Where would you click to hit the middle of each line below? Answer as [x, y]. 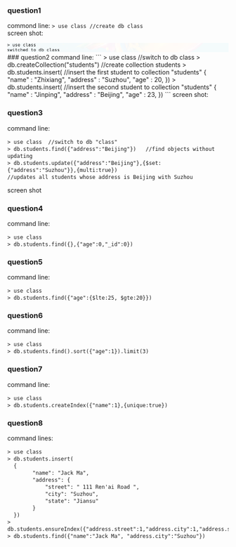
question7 [25, 369]
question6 [25, 316]
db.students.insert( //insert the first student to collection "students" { [107, 72]
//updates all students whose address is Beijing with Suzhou [100, 177]
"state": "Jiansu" [72, 501]
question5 [25, 262]
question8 [25, 423]
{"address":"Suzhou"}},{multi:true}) [63, 170]
